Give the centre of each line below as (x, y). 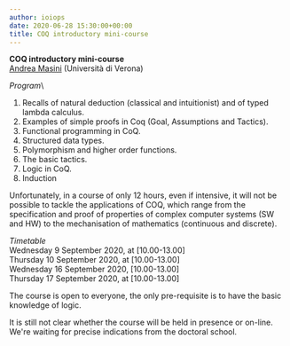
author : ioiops (37, 17)
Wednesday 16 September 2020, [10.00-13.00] (94, 269)
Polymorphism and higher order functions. (99, 150)
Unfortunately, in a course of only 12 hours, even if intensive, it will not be (143, 195)
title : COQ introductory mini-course (79, 34)
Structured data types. (63, 141)
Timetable (27, 241)
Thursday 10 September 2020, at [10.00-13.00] (94, 260)
